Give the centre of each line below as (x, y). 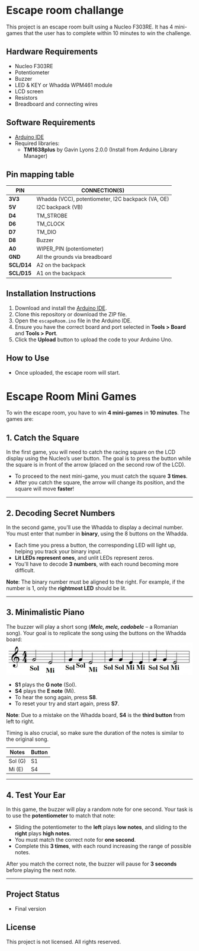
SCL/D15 (20, 273)
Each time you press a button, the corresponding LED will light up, (95, 545)
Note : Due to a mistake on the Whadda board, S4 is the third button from (96, 715)
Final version (30, 908)
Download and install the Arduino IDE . (61, 308)
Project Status (33, 894)
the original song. (28, 739)
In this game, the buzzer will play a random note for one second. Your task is (99, 809)
